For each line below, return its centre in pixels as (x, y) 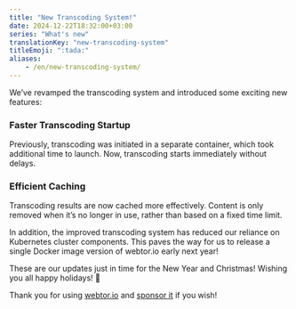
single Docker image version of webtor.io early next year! (114, 251)
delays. (23, 163)
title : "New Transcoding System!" (73, 17)
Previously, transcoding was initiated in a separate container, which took (141, 144)
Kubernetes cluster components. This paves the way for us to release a (140, 242)
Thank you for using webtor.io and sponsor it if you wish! (113, 296)
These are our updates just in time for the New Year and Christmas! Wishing (148, 269)
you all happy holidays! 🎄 (55, 278)
